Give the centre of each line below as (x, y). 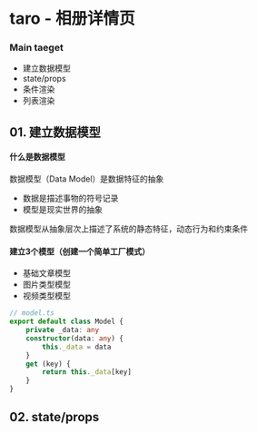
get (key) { (48, 364)
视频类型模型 (46, 296)
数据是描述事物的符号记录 (70, 198)
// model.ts (32, 313)
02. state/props (54, 417)
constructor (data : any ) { (75, 338)
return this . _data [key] (87, 372)
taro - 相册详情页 (72, 19)
